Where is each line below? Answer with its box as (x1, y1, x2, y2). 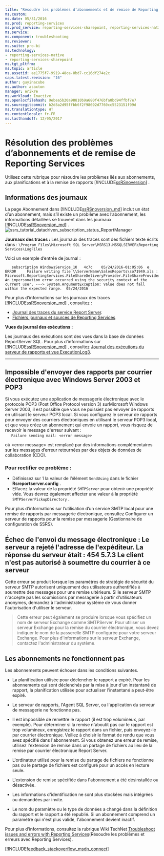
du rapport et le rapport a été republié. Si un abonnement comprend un (12, 812, 155, 817)
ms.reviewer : (5, 39, 32, 44)
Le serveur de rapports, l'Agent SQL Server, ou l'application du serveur (12, 702, 155, 708)
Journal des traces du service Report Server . (12, 310, 102, 315)
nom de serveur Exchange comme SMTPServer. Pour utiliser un (17, 620, 145, 626)
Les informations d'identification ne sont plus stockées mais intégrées (12, 792, 153, 797)
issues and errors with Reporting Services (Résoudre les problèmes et (5, 831, 145, 837)
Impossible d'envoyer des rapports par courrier (5, 368, 153, 376)
